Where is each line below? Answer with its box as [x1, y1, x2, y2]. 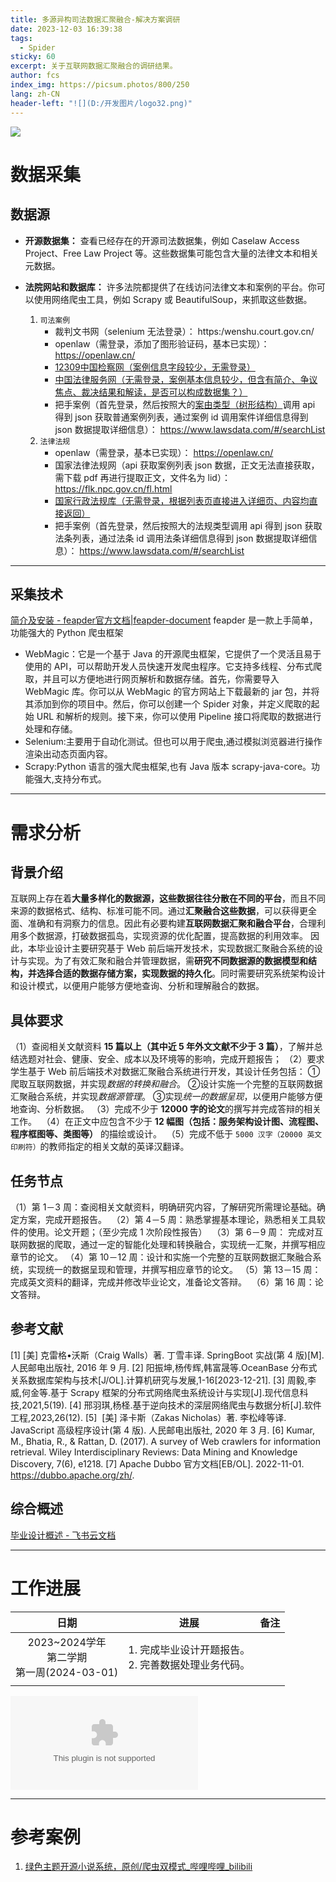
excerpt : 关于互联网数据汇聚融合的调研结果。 [10, 61, 178, 71]
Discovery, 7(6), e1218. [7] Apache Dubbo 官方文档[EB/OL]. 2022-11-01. [10, 1457, 305, 1470]
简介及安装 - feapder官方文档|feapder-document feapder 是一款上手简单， [10, 614, 318, 626]
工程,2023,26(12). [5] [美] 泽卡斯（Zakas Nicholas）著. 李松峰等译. [10, 1411, 287, 1423]
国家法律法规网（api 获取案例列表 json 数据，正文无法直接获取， [54, 459, 320, 471]
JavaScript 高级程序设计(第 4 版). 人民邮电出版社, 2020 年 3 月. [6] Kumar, [10, 1424, 316, 1436]
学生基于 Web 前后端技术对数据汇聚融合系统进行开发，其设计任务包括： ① [10, 1066, 321, 1078]
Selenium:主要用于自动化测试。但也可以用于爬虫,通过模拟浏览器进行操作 [24, 736, 323, 748]
